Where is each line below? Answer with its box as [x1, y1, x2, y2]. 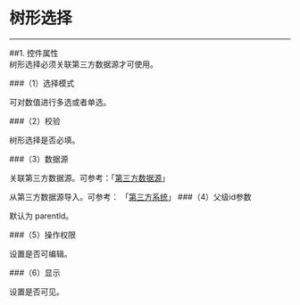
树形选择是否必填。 [9, 135, 80, 145]
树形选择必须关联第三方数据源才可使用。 [9, 59, 158, 70]
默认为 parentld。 [9, 210, 74, 221]
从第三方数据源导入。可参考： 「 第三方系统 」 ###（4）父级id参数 [9, 191, 252, 202]
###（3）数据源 [9, 153, 69, 164]
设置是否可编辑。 [9, 248, 72, 259]
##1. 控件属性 [9, 47, 59, 58]
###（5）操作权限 [9, 229, 76, 240]
